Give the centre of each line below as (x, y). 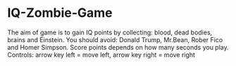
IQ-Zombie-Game (60, 13)
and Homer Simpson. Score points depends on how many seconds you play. (118, 47)
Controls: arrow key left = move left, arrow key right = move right (101, 55)
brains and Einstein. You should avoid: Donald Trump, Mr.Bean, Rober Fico (115, 39)
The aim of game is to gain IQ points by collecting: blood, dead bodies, (110, 32)
